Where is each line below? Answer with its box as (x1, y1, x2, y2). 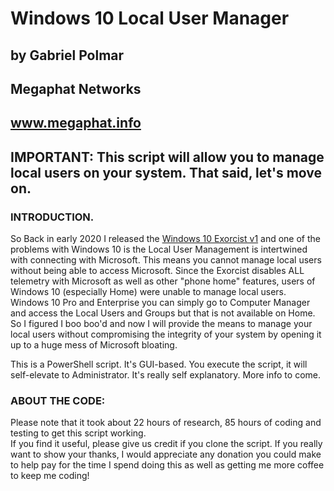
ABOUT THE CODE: (10, 393, 106, 407)
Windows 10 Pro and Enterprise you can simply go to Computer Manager (10, 297, 311, 309)
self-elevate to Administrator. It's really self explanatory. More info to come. (10, 369, 321, 381)
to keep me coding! (10, 470, 90, 482)
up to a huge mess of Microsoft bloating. (10, 339, 178, 351)
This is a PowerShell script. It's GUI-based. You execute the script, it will (10, 358, 308, 371)
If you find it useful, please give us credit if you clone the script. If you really (10, 438, 323, 450)
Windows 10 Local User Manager (10, 7, 290, 30)
